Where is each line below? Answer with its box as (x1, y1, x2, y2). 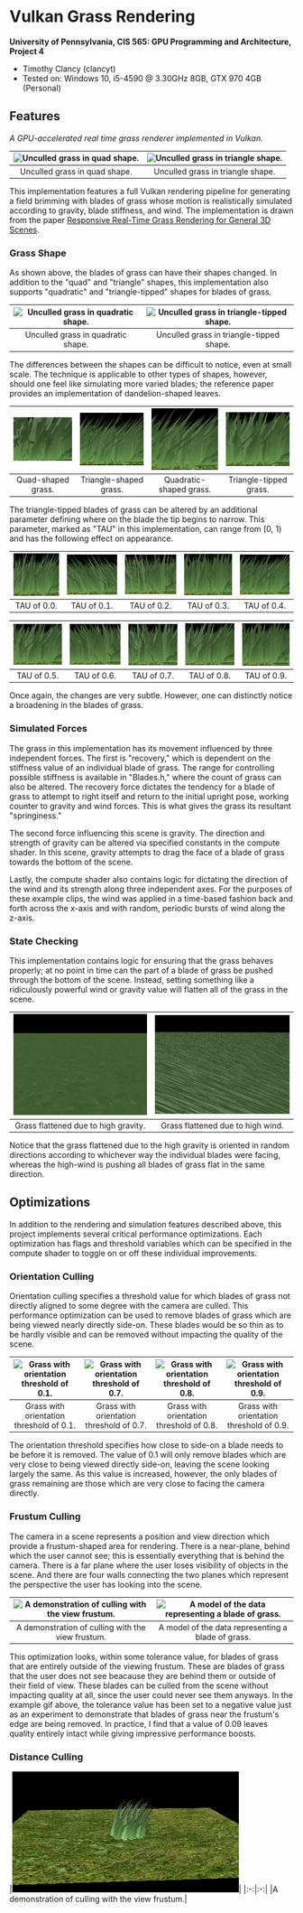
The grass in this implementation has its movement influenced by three (9, 742, 273, 753)
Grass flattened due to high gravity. (14, 1120, 146, 1131)
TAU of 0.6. (73, 670, 117, 681)
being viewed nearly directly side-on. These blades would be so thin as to (9, 1320, 284, 1330)
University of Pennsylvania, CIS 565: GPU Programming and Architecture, (9, 36, 291, 47)
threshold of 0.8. (156, 1420, 218, 1431)
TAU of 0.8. (188, 670, 232, 681)
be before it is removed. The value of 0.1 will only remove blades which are (9, 1450, 287, 1460)
